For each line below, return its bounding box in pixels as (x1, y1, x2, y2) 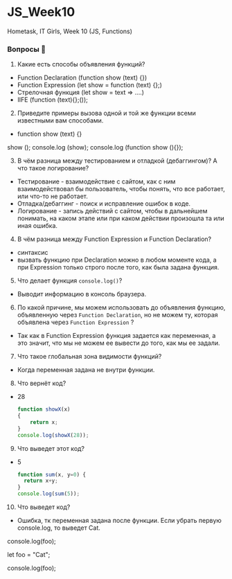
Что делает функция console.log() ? (17, 276, 123, 285)
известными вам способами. (17, 116, 104, 125)
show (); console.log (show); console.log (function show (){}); (7, 143, 184, 152)
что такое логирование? (17, 164, 89, 172)
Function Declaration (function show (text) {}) (17, 73, 148, 82)
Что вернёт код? (17, 379, 66, 388)
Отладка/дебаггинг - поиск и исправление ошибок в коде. (17, 199, 191, 208)
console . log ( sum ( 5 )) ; (17, 490, 80, 497)
